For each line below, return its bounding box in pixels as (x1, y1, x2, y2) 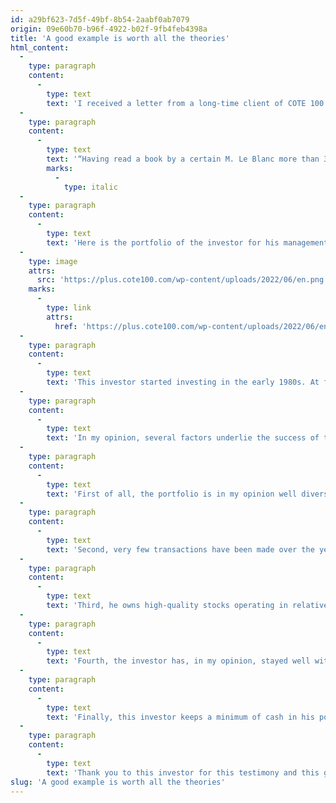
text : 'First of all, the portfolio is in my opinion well (46, 489, 298, 499)
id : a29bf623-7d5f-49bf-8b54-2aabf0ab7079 (10, 14, 190, 25)
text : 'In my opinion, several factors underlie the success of (46, 433, 320, 443)
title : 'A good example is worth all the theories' (10, 33, 230, 43)
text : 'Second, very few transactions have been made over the (46, 544, 315, 555)
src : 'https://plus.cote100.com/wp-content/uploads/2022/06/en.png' (36, 275, 329, 285)
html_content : (10, 42, 70, 53)
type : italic (63, 182, 118, 192)
